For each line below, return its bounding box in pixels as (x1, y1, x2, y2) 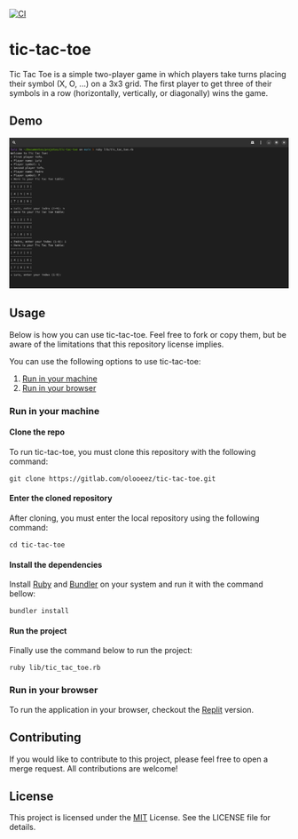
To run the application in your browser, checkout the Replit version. (9, 704, 255, 715)
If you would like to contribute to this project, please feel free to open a (9, 754, 269, 764)
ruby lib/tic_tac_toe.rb (9, 663, 101, 673)
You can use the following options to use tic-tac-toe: (9, 356, 201, 366)
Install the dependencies (9, 559, 103, 570)
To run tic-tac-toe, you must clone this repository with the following (9, 446, 256, 457)
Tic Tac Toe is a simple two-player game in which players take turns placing (9, 68, 286, 79)
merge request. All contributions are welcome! (9, 763, 179, 773)
